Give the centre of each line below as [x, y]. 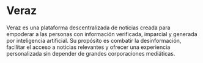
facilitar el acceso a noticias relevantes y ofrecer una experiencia [88, 47]
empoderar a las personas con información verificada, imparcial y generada [102, 34]
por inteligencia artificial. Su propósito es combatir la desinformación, [94, 40]
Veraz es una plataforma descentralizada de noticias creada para [88, 28]
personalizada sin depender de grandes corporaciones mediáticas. [91, 53]
